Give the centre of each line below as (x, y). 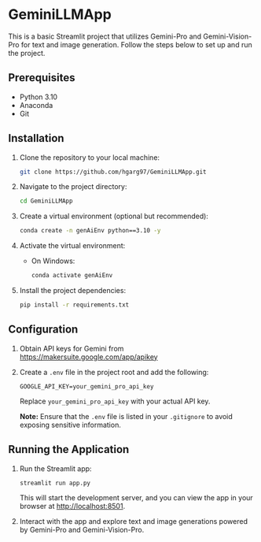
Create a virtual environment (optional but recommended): (114, 216)
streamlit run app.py (55, 483)
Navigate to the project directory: (73, 187)
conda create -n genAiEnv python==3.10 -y (90, 231)
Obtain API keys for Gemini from (72, 348)
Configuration (43, 330)
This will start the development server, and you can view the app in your (136, 498)
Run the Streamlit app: (55, 468)
